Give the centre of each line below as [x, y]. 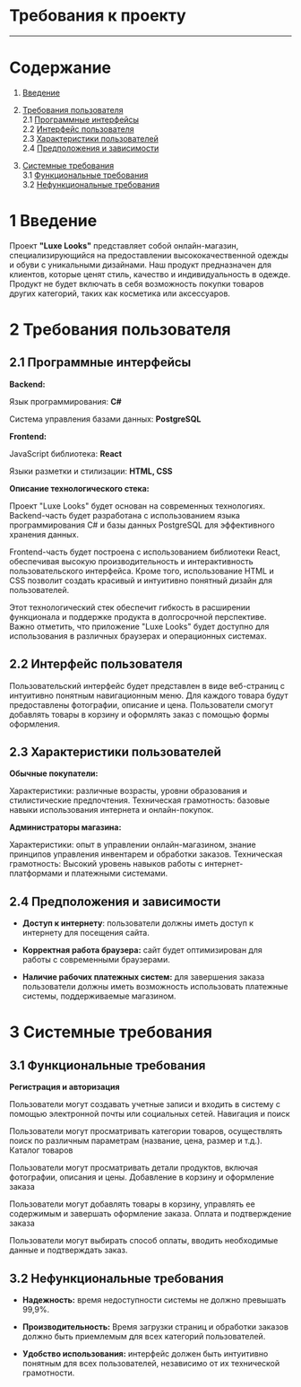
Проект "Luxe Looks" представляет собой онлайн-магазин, [124, 245]
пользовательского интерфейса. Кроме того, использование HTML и [142, 571]
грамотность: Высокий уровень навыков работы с [106, 864]
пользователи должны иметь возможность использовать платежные [155, 987]
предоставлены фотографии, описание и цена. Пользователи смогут [142, 704]
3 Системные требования [111, 1032]
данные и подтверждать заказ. [69, 1250]
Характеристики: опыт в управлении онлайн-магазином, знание [133, 845]
